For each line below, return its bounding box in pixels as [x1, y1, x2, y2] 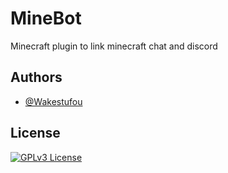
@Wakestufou [24, 95, 83, 107]
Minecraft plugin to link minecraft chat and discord [10, 40, 218, 52]
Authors [10, 69, 63, 86]
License [10, 125, 61, 142]
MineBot [10, 7, 82, 30]
